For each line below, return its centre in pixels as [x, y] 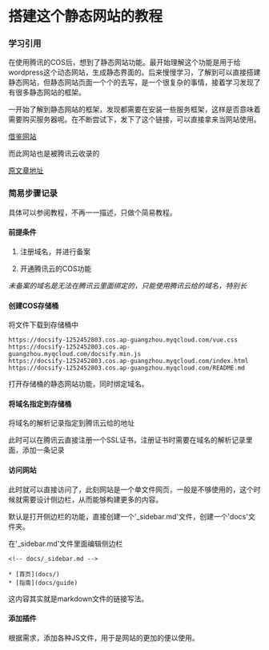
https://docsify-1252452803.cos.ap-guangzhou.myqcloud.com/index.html [128, 361]
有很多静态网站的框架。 [47, 92]
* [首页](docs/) [34, 574]
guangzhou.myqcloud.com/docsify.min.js [75, 354]
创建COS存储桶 [34, 305]
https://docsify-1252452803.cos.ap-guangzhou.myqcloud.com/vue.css [123, 340]
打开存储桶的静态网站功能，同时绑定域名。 [78, 384]
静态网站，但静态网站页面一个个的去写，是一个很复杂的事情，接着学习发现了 [134, 83]
